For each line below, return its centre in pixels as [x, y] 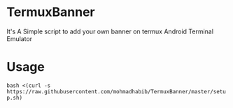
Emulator [20, 38]
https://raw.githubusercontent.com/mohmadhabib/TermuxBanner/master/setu [116, 91]
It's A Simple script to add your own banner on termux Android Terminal [110, 31]
